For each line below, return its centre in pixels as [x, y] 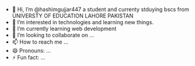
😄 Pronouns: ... [31, 51]
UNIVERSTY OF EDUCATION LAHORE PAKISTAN [73, 16]
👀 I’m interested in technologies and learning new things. [83, 22]
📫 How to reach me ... [40, 42]
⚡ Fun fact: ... [28, 57]
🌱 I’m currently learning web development [64, 28]
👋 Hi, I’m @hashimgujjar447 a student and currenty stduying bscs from [101, 9]
